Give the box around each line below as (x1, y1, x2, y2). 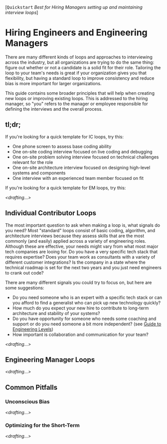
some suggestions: (5, 285, 44, 291)
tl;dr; (5, 121, 21, 129)
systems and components (12, 169, 66, 176)
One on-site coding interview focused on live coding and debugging (12, 148, 153, 154)
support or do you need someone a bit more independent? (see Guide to (12, 321, 162, 327)
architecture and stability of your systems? (12, 310, 100, 316)
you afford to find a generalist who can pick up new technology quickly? (12, 299, 161, 305)
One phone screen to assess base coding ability (12, 143, 112, 149)
